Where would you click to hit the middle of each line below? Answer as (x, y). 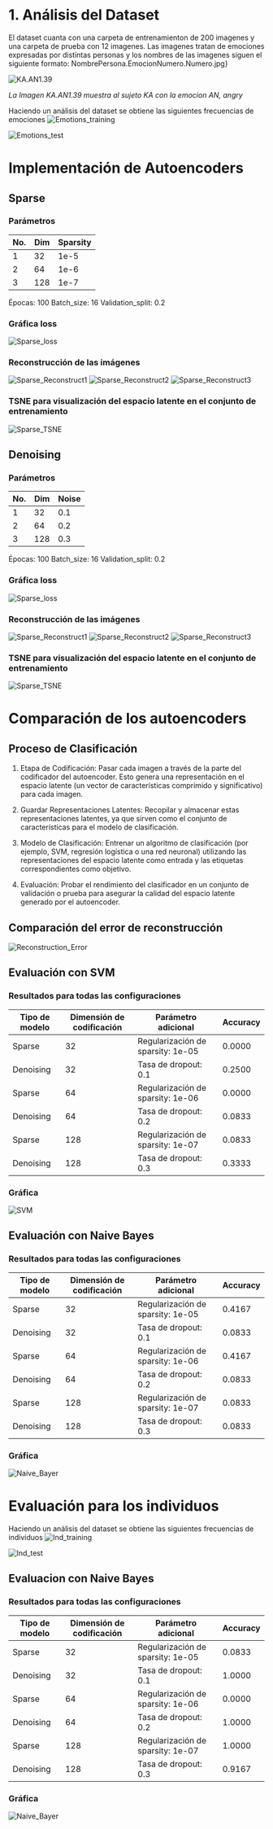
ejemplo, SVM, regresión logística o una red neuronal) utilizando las (133, 851)
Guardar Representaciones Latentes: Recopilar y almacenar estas (130, 810)
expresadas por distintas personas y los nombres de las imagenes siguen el (135, 55)
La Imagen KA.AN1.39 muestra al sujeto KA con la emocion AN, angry (126, 94)
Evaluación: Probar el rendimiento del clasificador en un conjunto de (134, 885)
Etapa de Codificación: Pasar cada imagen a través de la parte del (131, 768)
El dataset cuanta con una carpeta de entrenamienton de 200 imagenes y (132, 37)
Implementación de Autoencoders (126, 168)
